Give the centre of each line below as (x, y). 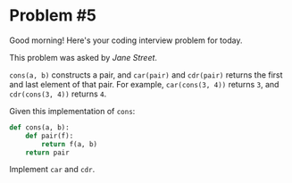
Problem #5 (53, 16)
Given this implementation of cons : (72, 111)
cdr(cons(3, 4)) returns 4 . (58, 94)
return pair (47, 153)
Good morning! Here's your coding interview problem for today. (126, 40)
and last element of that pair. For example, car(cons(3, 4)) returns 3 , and (144, 84)
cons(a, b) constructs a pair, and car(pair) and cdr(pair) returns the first (146, 75)
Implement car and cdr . (52, 170)
